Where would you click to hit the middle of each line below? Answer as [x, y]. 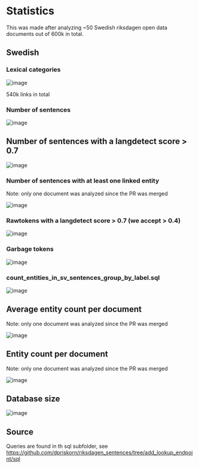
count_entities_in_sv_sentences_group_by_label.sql [83, 278]
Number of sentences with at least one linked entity [83, 180]
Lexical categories [33, 70]
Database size [33, 398]
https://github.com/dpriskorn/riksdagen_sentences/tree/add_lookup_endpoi [99, 452]
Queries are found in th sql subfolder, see [57, 447]
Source [20, 432]
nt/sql [13, 459]
